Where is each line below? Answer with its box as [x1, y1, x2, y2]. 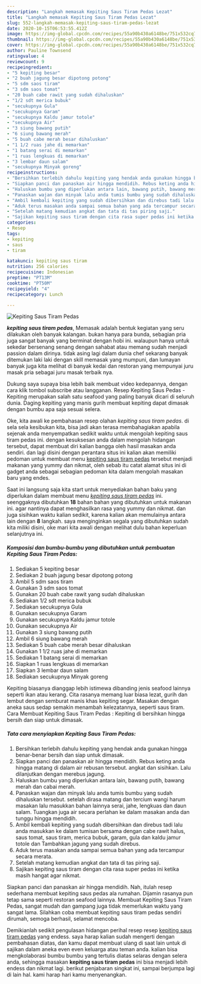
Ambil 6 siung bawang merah [15, 635, 88, 642]
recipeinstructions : [7, 169, 58, 176]
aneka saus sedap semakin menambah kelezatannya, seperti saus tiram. [7, 704, 185, 711]
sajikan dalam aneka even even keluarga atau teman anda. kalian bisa [7, 946, 178, 953]
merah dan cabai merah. [15, 783, 76, 791]
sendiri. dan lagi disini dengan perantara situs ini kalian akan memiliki [7, 449, 177, 456]
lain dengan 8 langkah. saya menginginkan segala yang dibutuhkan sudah [7, 517, 188, 525]
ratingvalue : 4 [7, 53, 45, 59]
